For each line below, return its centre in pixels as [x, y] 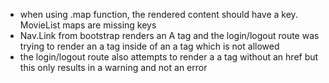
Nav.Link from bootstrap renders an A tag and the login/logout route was [169, 35]
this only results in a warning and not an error [113, 67]
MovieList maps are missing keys [88, 25]
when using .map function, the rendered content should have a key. [158, 14]
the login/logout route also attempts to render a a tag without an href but [169, 57]
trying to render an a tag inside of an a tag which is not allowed [149, 46]
